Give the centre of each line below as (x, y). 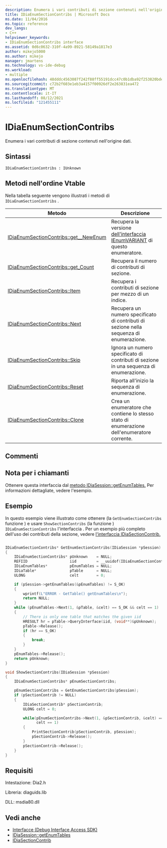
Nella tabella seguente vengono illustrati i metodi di (58, 196)
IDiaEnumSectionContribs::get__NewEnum (57, 237)
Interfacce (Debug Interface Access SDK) (55, 830)
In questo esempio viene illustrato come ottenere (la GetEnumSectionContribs (83, 518)
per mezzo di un (130, 294)
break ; (39, 640)
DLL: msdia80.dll (22, 802)
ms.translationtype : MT (30, 89)
